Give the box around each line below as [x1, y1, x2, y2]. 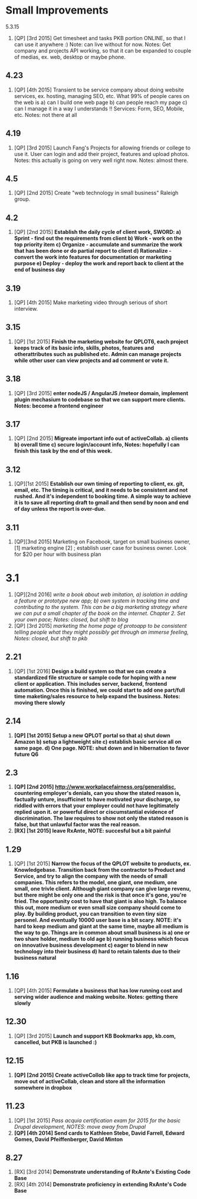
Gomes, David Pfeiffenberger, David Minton [14, 1135, 123, 1143]
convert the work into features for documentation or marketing [14, 253, 172, 260]
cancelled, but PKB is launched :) [14, 1038, 97, 1045]
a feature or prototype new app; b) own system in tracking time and [14, 597, 179, 604]
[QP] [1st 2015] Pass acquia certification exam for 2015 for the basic [14, 1117, 181, 1124]
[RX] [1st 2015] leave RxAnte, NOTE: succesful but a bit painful [14, 827, 171, 835]
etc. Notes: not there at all [14, 111, 77, 118]
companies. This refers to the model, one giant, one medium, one [14, 879, 178, 886]
